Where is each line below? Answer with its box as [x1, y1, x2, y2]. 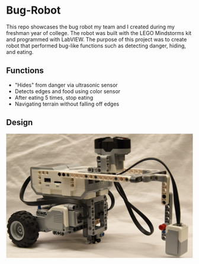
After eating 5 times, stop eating [14, 94, 94, 101]
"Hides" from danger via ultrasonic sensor [14, 81, 118, 88]
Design [6, 117, 33, 128]
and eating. [6, 48, 34, 55]
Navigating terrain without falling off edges [14, 100, 120, 107]
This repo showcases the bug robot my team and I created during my [6, 23, 175, 30]
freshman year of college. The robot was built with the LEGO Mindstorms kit [6, 29, 192, 36]
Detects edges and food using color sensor [14, 87, 121, 95]
